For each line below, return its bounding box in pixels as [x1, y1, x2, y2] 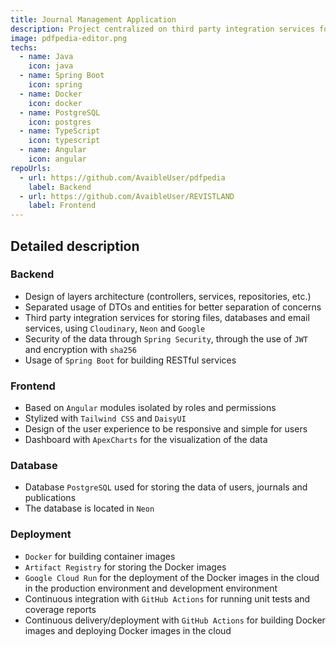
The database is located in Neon [24, 502, 155, 515]
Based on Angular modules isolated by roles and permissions [24, 402, 277, 414]
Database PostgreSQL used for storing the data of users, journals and [24, 481, 308, 493]
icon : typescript [28, 136, 101, 146]
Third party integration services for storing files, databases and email [24, 311, 310, 323]
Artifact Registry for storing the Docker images [24, 561, 227, 573]
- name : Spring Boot [19, 71, 105, 81]
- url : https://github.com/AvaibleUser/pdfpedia [19, 172, 226, 183]
